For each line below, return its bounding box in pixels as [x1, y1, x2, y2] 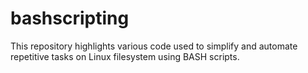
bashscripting [10, 7, 130, 30]
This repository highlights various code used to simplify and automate [10, 40, 298, 52]
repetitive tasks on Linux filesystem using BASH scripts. [10, 50, 240, 62]
